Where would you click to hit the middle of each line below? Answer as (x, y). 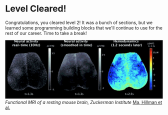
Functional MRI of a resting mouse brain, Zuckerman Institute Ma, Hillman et (84, 102)
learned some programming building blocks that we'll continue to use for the (84, 27)
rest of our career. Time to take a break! (46, 33)
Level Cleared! (36, 9)
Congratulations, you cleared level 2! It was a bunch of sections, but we (79, 22)
